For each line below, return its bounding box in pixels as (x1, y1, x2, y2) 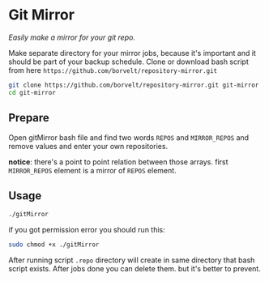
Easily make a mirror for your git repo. (8, 32, 136, 42)
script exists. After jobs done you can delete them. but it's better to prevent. (8, 264, 261, 274)
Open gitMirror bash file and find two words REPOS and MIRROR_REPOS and (8, 132, 250, 143)
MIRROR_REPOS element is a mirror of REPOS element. (8, 165, 177, 175)
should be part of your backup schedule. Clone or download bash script (8, 57, 249, 66)
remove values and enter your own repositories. (8, 141, 169, 151)
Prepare (8, 111, 50, 125)
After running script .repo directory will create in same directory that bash (8, 255, 255, 265)
